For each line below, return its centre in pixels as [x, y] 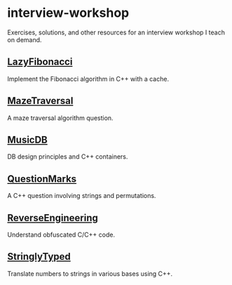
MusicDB [27, 139]
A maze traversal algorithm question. [60, 118]
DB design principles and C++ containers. [68, 157]
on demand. [25, 39]
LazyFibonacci [40, 62]
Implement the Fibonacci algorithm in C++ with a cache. [88, 79]
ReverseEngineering [53, 218]
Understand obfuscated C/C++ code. [61, 234]
